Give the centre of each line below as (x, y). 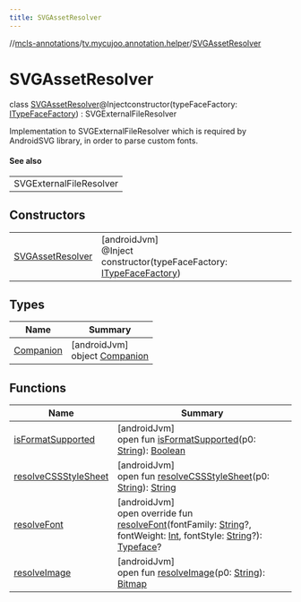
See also (26, 161)
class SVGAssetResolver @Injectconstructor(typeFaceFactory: (124, 104)
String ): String (147, 487)
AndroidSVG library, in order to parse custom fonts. (104, 141)
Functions (38, 387)
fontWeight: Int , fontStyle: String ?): (190, 536)
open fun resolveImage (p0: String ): (192, 572)
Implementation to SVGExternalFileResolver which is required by (128, 131)
